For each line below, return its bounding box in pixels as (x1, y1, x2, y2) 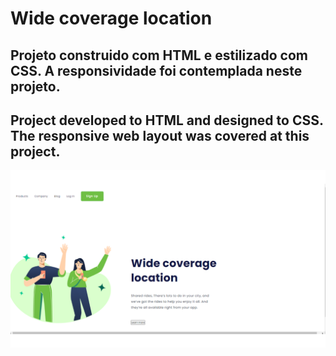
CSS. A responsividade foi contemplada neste (10, 62, 303, 79)
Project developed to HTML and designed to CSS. (10, 112, 324, 129)
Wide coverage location (10, 7, 213, 30)
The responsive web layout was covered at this (10, 127, 310, 144)
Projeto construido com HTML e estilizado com (10, 47, 308, 64)
